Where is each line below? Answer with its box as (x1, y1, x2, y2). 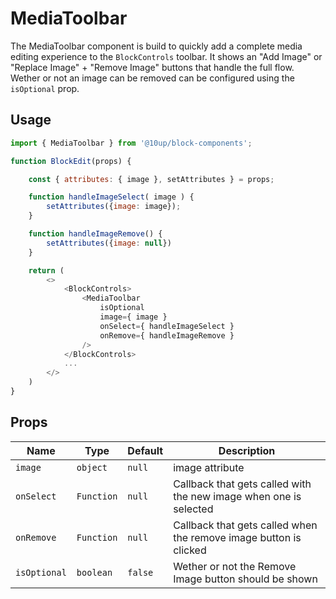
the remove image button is (173, 530, 302, 544)
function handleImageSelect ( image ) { (28, 192, 195, 202)
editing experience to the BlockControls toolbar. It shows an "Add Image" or (10, 50, 323, 62)
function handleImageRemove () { (28, 229, 163, 239)
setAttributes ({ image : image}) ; (46, 202, 182, 212)
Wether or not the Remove (173, 559, 297, 573)
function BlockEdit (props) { (10, 156, 132, 166)
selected (173, 502, 214, 516)
